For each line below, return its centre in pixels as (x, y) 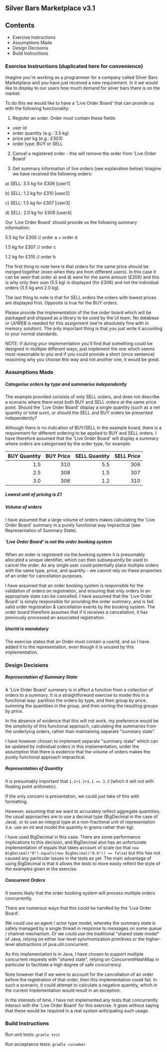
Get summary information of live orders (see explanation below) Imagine (86, 168)
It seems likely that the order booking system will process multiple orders (80, 893)
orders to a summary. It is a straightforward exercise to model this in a (77, 695)
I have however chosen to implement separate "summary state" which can (82, 741)
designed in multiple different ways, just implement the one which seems (80, 349)
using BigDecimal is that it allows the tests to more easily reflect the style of (83, 863)
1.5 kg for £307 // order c (31, 247)
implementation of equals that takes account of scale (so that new (72, 847)
